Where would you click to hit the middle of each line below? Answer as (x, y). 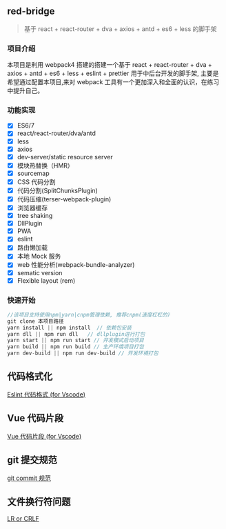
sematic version (40, 272)
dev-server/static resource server (65, 157)
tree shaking (35, 216)
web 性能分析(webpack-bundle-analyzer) (76, 265)
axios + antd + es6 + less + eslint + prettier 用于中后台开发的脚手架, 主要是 (113, 73)
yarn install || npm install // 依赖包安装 (70, 328)
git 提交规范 (32, 460)
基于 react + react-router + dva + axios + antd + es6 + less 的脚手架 (120, 29)
